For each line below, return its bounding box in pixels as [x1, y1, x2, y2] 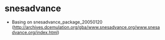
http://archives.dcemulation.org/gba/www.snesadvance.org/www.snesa [13, 24, 160, 30]
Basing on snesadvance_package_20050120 [11, 19, 103, 25]
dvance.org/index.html [11, 29, 58, 35]
